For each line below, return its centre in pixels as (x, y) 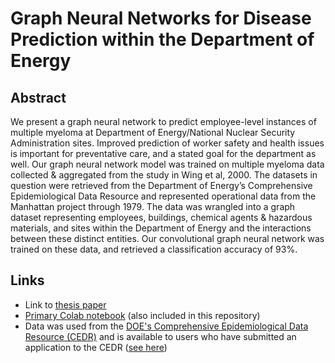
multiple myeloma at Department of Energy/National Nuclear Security (153, 132)
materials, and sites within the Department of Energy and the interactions (161, 228)
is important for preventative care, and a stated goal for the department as (163, 153)
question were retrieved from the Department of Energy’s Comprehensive (161, 185)
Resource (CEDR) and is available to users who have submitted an (160, 336)
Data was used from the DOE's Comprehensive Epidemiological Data (166, 326)
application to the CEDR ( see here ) (96, 347)
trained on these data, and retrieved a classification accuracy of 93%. (154, 249)
